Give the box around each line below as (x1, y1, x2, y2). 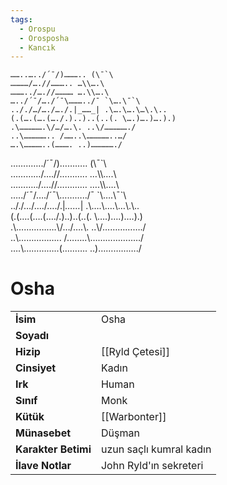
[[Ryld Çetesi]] (100, 345, 171, 359)
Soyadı (15, 329, 50, 343)
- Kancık (19, 42, 56, 53)
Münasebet (15, 426, 72, 440)
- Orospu (19, 24, 56, 34)
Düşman (100, 426, 140, 440)
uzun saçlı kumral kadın (100, 442, 212, 456)
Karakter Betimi (15, 442, 92, 456)
